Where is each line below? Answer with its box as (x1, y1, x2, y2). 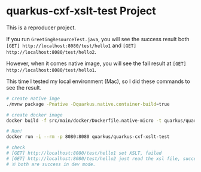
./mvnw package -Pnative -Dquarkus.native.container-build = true (6, 101, 170, 107)
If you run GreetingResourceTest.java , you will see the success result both (6, 35, 190, 42)
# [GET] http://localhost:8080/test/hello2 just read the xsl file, (6, 155, 181, 162)
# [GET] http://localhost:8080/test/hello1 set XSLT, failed (6, 150, 162, 156)
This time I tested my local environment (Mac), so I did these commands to (6, 78, 190, 85)
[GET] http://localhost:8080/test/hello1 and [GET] (6, 42, 136, 49)
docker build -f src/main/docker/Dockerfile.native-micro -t (6, 118, 162, 124)
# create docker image (6, 112, 63, 118)
